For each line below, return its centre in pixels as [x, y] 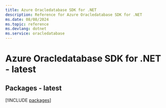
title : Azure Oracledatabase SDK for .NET [51, 10]
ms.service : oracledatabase [35, 33]
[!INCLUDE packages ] [28, 100]
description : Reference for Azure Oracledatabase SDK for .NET [74, 15]
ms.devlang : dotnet [26, 29]
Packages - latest [34, 88]
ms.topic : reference [27, 24]
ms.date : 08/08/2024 [27, 19]
